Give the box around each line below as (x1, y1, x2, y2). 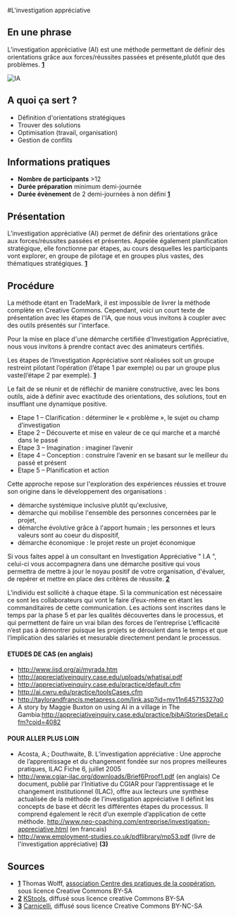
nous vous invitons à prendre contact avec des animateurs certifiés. (7, 342, 204, 351)
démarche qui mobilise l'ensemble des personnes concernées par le (17, 508, 217, 517)
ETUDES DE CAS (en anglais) (7, 650, 93, 658)
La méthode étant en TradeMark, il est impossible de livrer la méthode (7, 298, 211, 307)
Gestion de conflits (17, 136, 73, 144)
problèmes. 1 (7, 60, 44, 69)
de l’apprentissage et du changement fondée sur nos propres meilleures (17, 757, 228, 766)
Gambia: (17, 711, 42, 719)
